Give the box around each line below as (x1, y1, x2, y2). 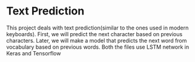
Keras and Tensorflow (6, 49, 61, 57)
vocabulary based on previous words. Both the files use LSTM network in (6, 43, 190, 51)
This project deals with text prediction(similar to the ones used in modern (6, 24, 189, 31)
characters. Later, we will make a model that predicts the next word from (6, 37, 187, 44)
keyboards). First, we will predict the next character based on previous (6, 30, 183, 37)
